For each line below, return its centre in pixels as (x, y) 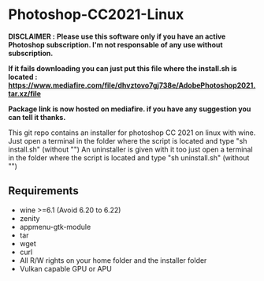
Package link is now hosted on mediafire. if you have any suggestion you (130, 109)
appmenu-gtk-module (55, 227)
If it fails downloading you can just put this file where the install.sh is (123, 68)
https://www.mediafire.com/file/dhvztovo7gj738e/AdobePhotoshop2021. (132, 85)
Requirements (43, 191)
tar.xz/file (25, 93)
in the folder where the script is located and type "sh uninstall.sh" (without (129, 157)
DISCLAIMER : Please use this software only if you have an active (117, 36)
